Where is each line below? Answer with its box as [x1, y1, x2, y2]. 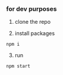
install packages [14, 30, 55, 37]
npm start [6, 63, 31, 70]
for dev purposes [6, 5, 57, 13]
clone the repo [14, 18, 51, 26]
